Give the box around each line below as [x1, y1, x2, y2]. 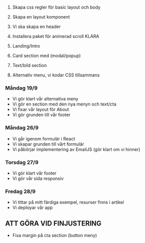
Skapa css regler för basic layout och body [12, 4, 101, 10]
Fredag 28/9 [5, 187, 36, 194]
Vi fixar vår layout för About [12, 106, 69, 112]
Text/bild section [12, 62, 47, 68]
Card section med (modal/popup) [12, 52, 81, 58]
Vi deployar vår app [12, 204, 53, 210]
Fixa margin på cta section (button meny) [12, 232, 97, 238]
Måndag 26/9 [5, 124, 39, 131]
